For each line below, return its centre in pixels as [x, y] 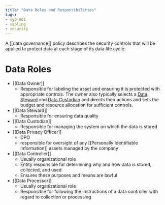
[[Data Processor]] [32, 181]
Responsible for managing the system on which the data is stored [89, 127]
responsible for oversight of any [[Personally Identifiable [79, 143]
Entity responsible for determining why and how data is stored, [86, 165]
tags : [11, 15]
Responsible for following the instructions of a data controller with [89, 192]
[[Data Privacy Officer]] [37, 132]
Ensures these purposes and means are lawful [69, 175]
